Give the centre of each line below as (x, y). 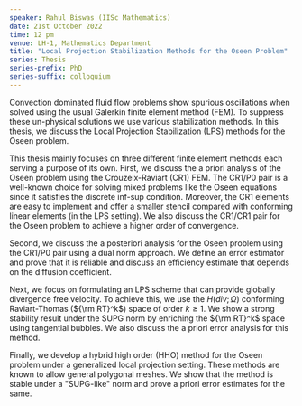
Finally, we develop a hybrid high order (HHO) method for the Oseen (136, 354)
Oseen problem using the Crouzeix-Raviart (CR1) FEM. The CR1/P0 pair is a (149, 177)
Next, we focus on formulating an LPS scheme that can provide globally (142, 289)
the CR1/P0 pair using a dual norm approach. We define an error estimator (147, 252)
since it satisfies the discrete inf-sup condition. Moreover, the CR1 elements (150, 196)
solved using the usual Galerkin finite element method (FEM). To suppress (146, 112)
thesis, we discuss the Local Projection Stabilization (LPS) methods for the (147, 131)
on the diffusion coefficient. (61, 271)
